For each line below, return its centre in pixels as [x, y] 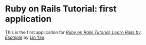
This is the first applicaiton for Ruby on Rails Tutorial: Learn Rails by [73, 32]
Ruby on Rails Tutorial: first [61, 9]
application [28, 19]
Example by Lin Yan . [25, 37]
